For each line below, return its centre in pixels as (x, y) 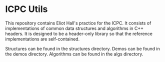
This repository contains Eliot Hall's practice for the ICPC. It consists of (78, 23)
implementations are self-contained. (42, 39)
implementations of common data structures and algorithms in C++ (74, 28)
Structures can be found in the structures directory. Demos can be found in (82, 48)
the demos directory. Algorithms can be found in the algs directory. (74, 54)
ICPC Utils (26, 9)
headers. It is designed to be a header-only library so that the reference (79, 33)
